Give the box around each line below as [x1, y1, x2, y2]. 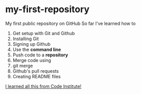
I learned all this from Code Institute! [5, 83, 81, 89]
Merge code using [12, 57, 51, 63]
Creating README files [12, 73, 61, 79]
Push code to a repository [12, 52, 68, 58]
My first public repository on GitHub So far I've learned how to [5, 20, 136, 26]
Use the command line [12, 46, 61, 52]
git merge [12, 62, 33, 69]
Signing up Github [12, 41, 51, 47]
